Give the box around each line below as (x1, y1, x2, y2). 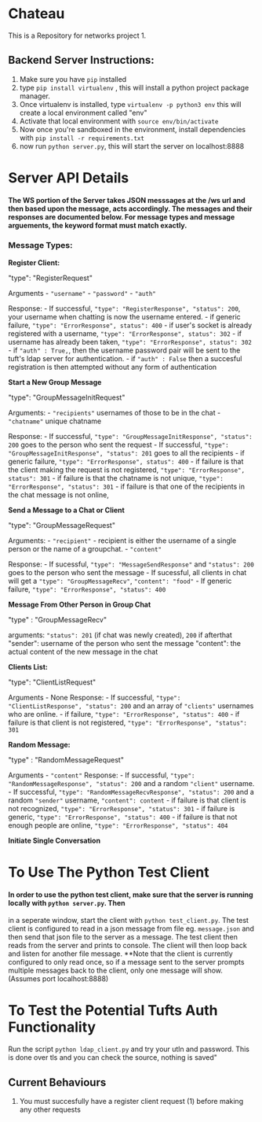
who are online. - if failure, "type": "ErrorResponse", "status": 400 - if (8, 709, 240, 718)
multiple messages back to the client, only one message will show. (8, 965, 224, 976)
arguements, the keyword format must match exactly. (8, 220, 187, 230)
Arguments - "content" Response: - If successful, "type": (8, 770, 195, 780)
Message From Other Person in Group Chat (8, 600, 151, 609)
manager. (19, 91, 51, 101)
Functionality (8, 1018, 96, 1036)
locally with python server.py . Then (8, 898, 126, 907)
